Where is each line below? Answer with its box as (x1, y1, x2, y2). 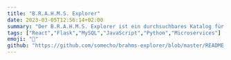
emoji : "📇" (7, 36, 39, 43)
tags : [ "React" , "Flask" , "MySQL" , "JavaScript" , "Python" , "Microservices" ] (7, 29, 221, 37)
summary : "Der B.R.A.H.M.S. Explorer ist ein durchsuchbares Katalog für (7, 23, 225, 30)
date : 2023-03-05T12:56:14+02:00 (7, 17, 104, 23)
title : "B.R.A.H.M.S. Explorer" (7, 10, 100, 17)
